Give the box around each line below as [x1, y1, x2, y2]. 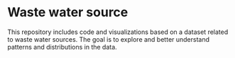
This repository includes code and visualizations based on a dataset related [7, 28, 229, 36]
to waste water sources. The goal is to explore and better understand [7, 35, 210, 43]
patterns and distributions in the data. [7, 42, 117, 51]
